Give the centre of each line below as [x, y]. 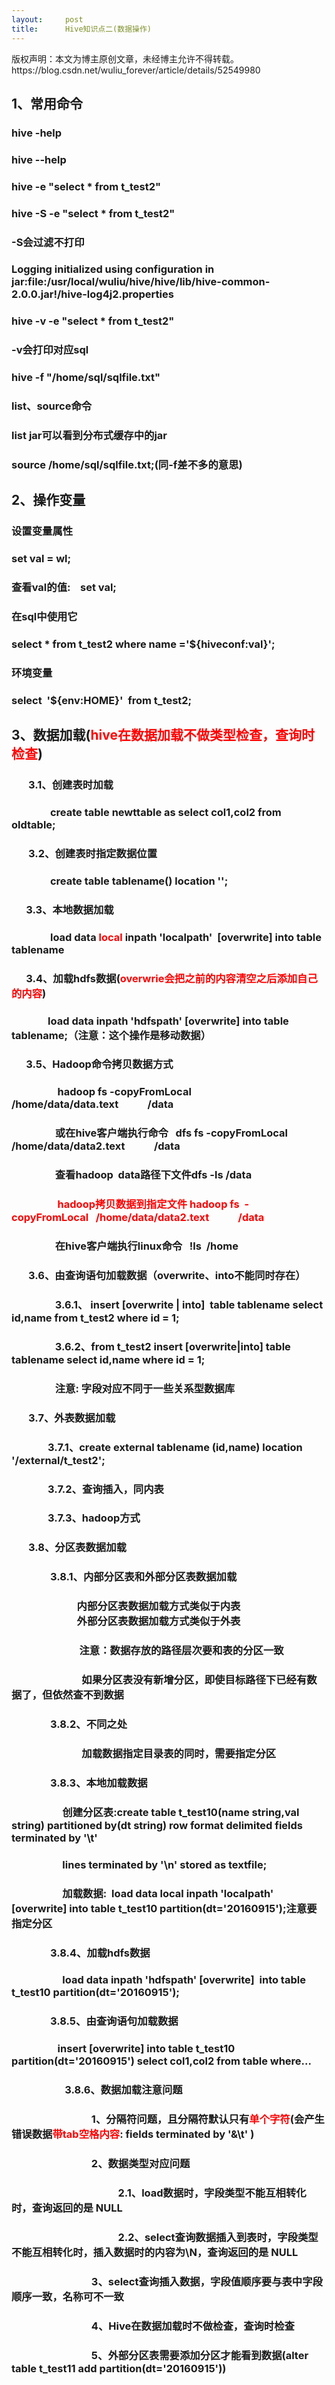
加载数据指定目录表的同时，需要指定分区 [179, 1753]
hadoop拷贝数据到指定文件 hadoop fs [148, 1204]
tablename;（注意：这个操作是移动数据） [111, 1035]
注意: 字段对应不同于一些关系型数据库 [145, 1388]
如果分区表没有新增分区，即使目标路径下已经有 [194, 1680]
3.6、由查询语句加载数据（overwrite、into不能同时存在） [167, 1276]
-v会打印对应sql [50, 350]
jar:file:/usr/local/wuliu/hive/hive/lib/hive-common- [141, 282]
